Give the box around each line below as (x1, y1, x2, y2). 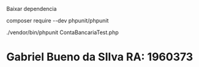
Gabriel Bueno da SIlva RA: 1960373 (6, 50, 193, 64)
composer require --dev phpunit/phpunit (6, 17, 109, 24)
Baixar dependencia (6, 5, 57, 12)
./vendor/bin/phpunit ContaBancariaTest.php (6, 29, 119, 36)
